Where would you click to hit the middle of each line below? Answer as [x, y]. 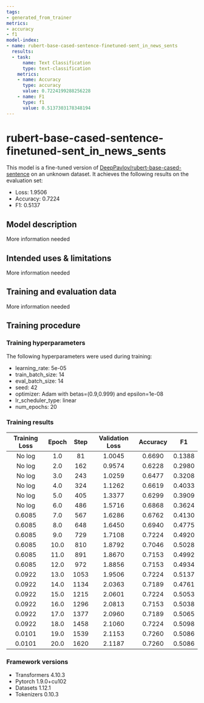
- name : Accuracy [39, 80]
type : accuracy [42, 86]
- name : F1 [31, 97]
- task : [22, 57]
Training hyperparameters [46, 343]
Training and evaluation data [61, 292]
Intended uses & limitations [59, 258]
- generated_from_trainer [39, 18]
